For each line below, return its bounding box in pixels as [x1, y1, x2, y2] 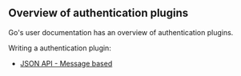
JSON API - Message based [19, 58, 113, 68]
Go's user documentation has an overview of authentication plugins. [8, 27, 234, 37]
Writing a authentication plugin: [8, 43, 112, 53]
